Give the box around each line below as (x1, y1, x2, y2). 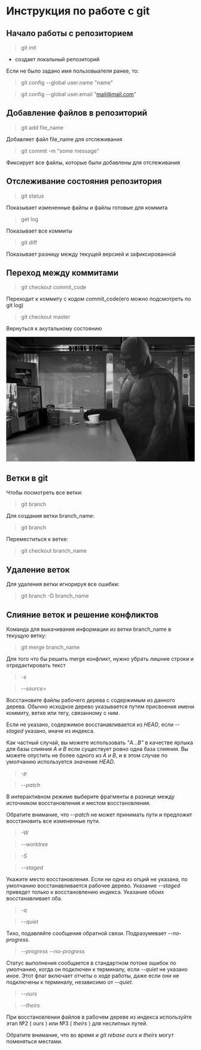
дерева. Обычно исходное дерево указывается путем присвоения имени (6, 703, 194, 710)
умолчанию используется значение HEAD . (6, 758, 115, 765)
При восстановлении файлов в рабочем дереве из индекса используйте (6, 1013, 193, 1021)
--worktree (20, 841, 48, 848)
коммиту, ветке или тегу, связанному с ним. (6, 709, 120, 717)
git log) (6, 302, 24, 309)
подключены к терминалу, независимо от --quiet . (6, 979, 133, 986)
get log (20, 215, 39, 223)
